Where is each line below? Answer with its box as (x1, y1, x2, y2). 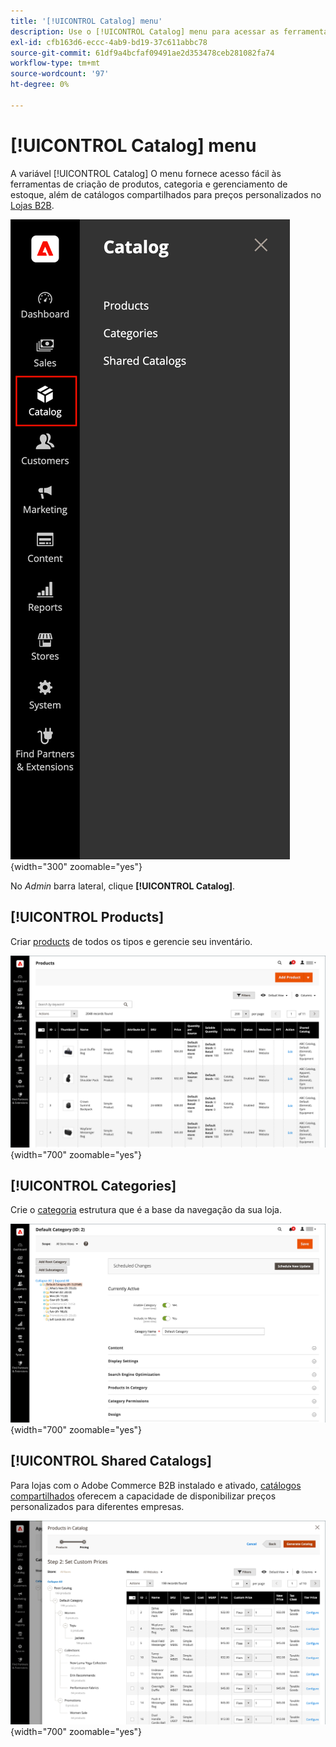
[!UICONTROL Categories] (10, 1178, 177, 1195)
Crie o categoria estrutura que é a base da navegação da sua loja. (10, 1204, 282, 1216)
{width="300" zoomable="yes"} (10, 860, 143, 872)
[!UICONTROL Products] (10, 909, 165, 926)
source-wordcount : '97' (10, 69, 110, 79)
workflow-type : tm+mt (10, 58, 101, 69)
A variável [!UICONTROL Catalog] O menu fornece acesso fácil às (10, 167, 282, 179)
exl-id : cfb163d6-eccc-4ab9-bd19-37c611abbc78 (10, 37, 208, 47)
